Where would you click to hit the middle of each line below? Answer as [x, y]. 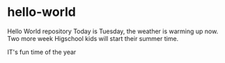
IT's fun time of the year [42, 52]
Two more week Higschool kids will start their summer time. [93, 38]
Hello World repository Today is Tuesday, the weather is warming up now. [113, 31]
